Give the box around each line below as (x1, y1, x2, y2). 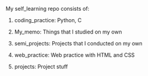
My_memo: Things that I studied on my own (14, 28, 122, 35)
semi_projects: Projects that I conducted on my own (14, 40, 143, 47)
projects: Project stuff (14, 63, 68, 70)
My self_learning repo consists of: (5, 5, 90, 12)
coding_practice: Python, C (14, 17, 82, 23)
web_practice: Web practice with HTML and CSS (14, 51, 135, 59)
